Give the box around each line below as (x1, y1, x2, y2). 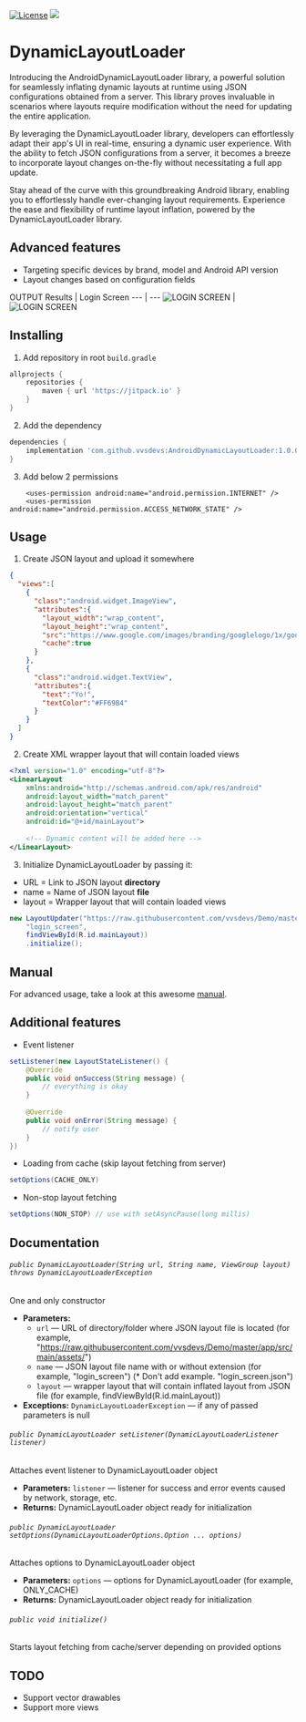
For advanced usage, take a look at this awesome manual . (9, 988, 228, 999)
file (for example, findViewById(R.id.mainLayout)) (36, 1390, 221, 1401)
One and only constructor (9, 1294, 106, 1305)
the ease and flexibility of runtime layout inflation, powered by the (9, 203, 256, 214)
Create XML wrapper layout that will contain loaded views (22, 748, 240, 759)
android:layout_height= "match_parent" (25, 800, 173, 809)
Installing (9, 328, 64, 344)
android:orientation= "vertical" (25, 809, 148, 818)
